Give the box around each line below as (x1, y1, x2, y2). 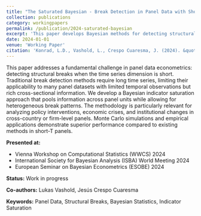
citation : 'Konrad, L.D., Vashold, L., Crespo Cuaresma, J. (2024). (6, 48, 181, 54)
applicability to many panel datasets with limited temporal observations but (6, 83, 191, 90)
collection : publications (6, 14, 71, 20)
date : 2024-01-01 (6, 36, 50, 42)
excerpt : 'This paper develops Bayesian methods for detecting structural (6, 31, 197, 37)
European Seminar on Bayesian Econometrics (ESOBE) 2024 (14, 163, 165, 170)
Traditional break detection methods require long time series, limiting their (6, 76, 188, 84)
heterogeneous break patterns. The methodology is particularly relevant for (6, 102, 193, 109)
